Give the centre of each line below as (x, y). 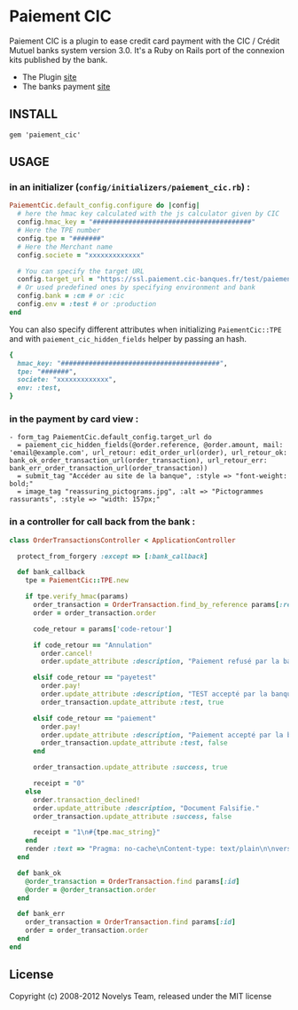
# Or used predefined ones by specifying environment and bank (136, 288)
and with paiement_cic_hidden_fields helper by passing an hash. (128, 338)
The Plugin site (49, 76)
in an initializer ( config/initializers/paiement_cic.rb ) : (129, 187)
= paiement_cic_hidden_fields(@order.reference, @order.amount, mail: (150, 446)
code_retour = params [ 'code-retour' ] (102, 629)
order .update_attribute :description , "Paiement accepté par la (162, 735)
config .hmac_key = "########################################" (136, 222)
